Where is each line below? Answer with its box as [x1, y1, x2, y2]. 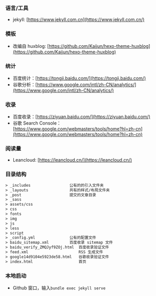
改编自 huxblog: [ [12, 43, 49, 49]
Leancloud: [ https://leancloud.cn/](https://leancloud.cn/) [12, 157, 132, 163]
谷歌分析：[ [12, 81, 37, 88]
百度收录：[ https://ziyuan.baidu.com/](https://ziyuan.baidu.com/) [12, 114, 151, 120]
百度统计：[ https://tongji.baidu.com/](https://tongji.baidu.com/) [12, 75, 146, 81]
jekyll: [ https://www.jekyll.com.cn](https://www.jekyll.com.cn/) [12, 16, 145, 23]
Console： [39, 120, 61, 126]
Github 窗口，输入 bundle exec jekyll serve [12, 285, 106, 291]
